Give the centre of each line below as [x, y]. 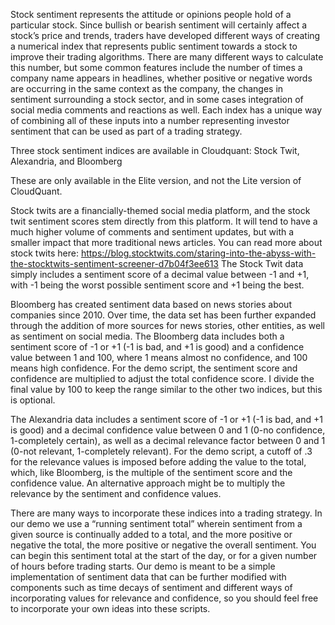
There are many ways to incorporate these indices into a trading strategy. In [166, 513]
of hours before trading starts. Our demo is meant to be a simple [143, 566]
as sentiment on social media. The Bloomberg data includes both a [147, 336]
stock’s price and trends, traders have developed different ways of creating [165, 35]
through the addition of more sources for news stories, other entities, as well [167, 325]
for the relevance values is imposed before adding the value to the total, [158, 462]
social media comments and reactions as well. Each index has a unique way [166, 110]
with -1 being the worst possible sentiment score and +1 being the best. [157, 285]
